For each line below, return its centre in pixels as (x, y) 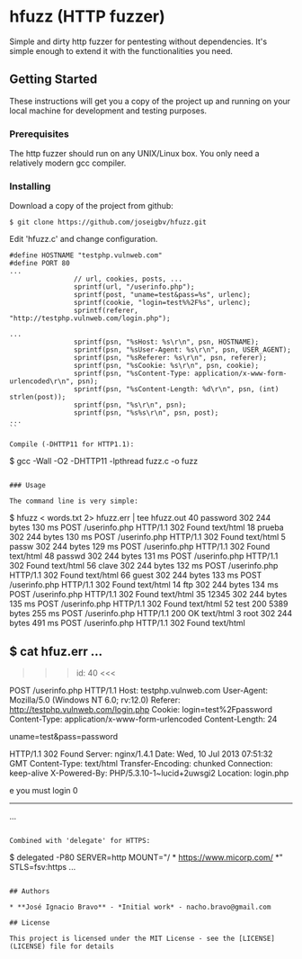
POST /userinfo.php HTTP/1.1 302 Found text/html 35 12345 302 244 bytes (148, 595)
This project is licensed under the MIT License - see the (122, 939)
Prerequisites (39, 134)
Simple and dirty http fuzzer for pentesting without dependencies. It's (138, 41)
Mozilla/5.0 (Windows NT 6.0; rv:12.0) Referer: (95, 700)
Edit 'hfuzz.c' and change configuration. (84, 239)
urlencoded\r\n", (42, 381)
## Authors (30, 892)
